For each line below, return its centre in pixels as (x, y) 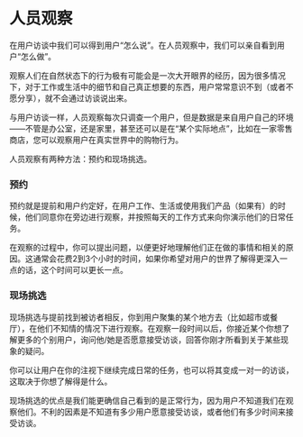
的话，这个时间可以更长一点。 (72, 270)
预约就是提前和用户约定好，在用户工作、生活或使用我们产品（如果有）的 (143, 206)
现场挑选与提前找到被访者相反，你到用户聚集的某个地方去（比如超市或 (140, 317)
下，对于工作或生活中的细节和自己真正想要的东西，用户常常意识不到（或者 (147, 86)
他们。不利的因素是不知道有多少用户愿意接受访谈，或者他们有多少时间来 (151, 412)
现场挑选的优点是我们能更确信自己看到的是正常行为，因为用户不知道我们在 (147, 400)
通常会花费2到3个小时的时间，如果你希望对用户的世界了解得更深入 (156, 259)
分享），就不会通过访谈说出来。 (74, 98)
